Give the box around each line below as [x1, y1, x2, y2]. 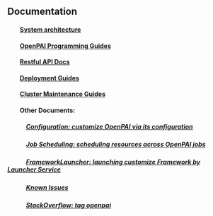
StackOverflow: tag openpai [25, 201, 112, 210]
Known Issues [25, 183, 69, 191]
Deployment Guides [20, 73, 80, 82]
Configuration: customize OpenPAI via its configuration [25, 122, 193, 131]
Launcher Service [7, 165, 62, 174]
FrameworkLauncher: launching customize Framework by [25, 158, 201, 167]
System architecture [20, 25, 81, 34]
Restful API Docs [20, 58, 70, 66]
